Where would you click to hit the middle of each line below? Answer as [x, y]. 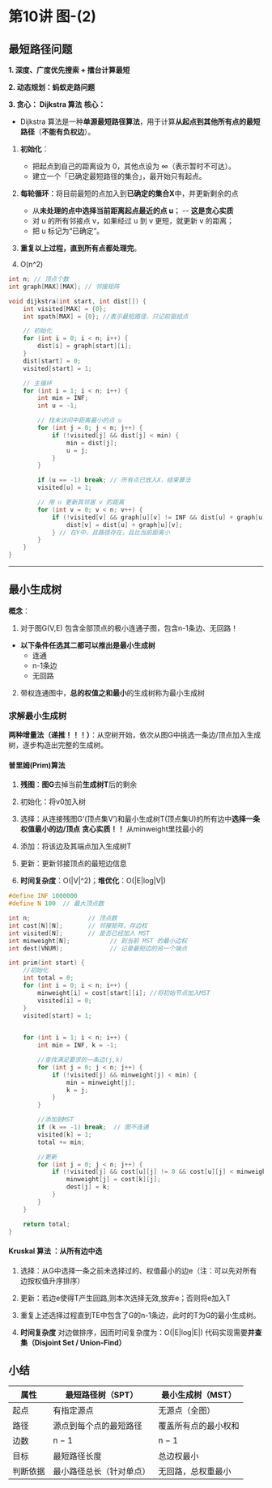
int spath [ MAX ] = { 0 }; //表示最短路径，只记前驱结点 [106, 317]
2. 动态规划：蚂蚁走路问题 [52, 87]
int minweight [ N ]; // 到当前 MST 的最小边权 [98, 941]
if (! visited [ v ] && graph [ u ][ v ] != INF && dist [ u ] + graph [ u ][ [160, 517]
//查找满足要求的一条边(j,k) [81, 1060]
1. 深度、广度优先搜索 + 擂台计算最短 [69, 70]
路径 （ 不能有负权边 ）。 [57, 132]
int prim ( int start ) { [47, 963]
